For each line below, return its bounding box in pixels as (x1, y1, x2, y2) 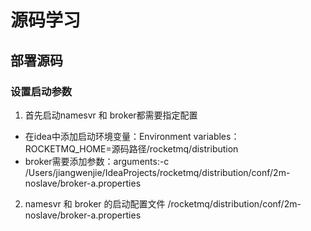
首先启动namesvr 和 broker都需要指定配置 (24, 109, 198, 121)
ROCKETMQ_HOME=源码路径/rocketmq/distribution (24, 142, 239, 155)
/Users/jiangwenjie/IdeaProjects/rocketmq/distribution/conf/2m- (24, 166, 291, 178)
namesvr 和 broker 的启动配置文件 (24, 197, 166, 210)
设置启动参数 (10, 84, 73, 98)
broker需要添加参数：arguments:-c (24, 155, 170, 167)
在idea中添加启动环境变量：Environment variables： (24, 130, 240, 142)
